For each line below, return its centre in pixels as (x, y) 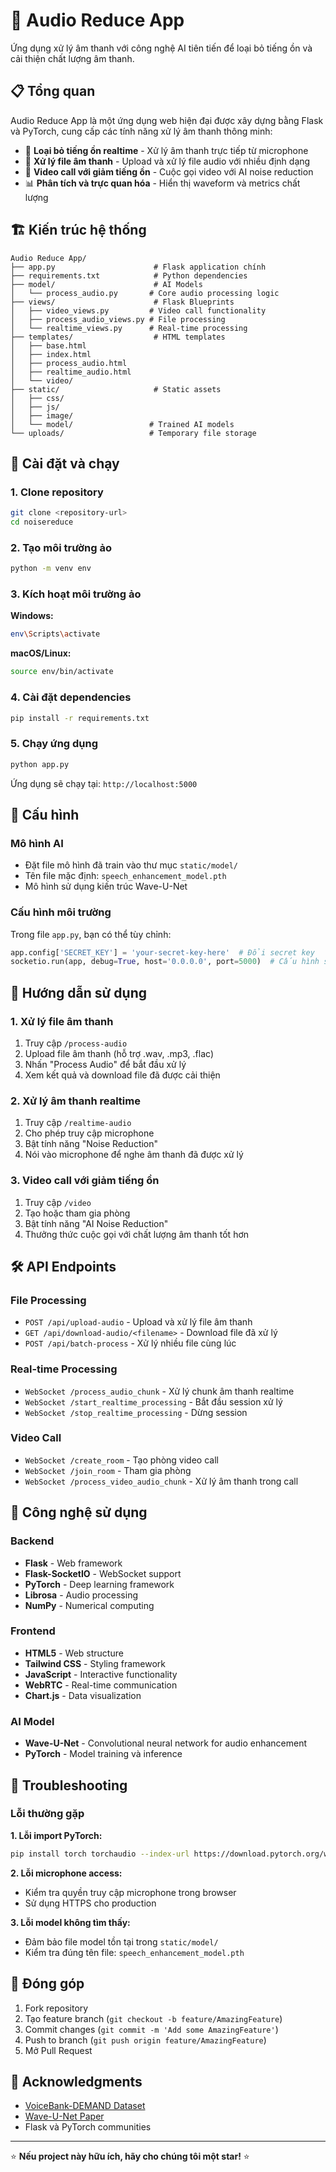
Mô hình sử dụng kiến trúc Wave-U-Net (106, 886)
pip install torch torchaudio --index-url (100, 1854)
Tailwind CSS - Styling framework (95, 1663)
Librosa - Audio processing (81, 1595)
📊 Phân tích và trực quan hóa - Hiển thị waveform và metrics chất (162, 183)
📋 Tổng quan (53, 91)
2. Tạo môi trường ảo (61, 547)
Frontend (33, 1631)
